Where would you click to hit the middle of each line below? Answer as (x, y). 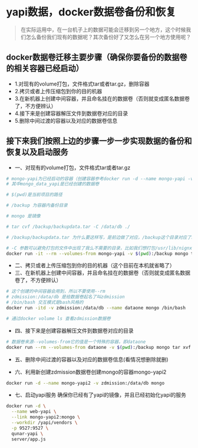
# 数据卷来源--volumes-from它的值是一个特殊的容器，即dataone (76, 342)
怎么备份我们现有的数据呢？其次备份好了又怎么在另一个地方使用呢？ (108, 37)
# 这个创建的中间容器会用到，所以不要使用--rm (56, 292)
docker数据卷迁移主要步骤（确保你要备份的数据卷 (97, 58)
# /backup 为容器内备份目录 (37, 205)
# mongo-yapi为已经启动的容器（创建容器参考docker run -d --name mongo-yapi (96, 179)
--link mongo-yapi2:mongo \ (46, 417)
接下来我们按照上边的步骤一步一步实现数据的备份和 (99, 141)
